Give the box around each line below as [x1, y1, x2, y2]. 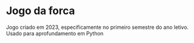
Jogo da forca [6, 4, 75, 18]
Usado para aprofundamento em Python [6, 29, 104, 37]
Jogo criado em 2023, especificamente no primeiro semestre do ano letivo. [6, 24, 189, 31]
